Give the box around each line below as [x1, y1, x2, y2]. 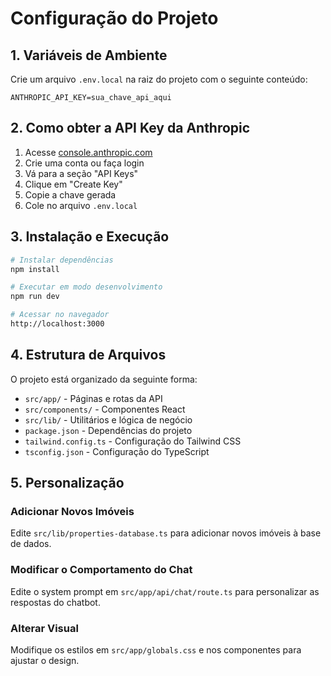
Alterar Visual [10, 621, 79, 635]
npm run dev [10, 292, 60, 302]
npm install [10, 264, 60, 274]
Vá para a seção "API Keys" [24, 167, 139, 179]
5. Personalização [10, 475, 125, 492]
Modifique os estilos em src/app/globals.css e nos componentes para [10, 643, 302, 656]
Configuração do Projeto [10, 7, 219, 30]
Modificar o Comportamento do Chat [10, 563, 193, 577]
